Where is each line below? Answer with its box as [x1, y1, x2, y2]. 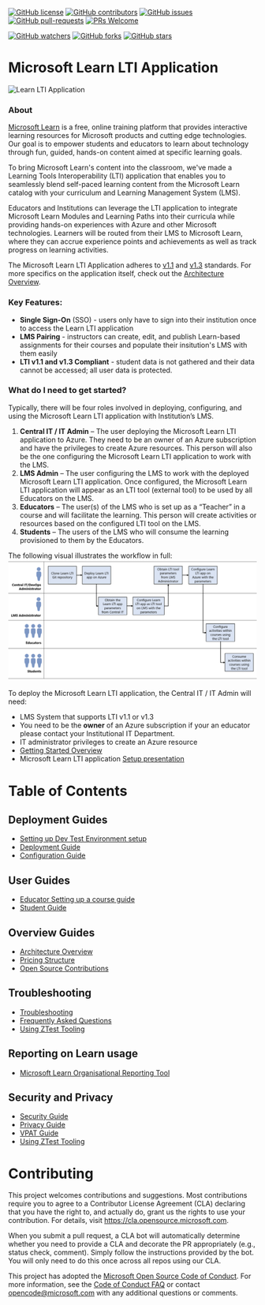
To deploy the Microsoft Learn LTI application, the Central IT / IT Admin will [8, 689, 252, 698]
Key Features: [8, 297, 63, 308]
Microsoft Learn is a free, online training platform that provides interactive [8, 122, 248, 132]
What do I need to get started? [8, 385, 127, 396]
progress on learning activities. [8, 245, 109, 255]
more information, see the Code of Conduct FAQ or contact [8, 1280, 200, 1289]
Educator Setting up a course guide [19, 895, 136, 904]
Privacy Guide [19, 1120, 65, 1130]
